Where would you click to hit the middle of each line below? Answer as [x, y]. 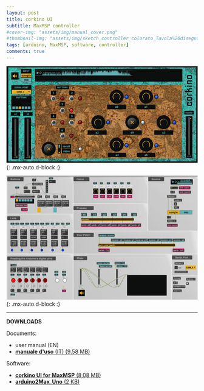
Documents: [22, 333]
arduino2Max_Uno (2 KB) [47, 382]
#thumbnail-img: [27, 39]
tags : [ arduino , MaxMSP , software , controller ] [68, 45]
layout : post [23, 13]
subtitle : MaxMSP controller [43, 26]
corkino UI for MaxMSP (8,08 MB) [58, 375]
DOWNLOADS [24, 322]
